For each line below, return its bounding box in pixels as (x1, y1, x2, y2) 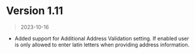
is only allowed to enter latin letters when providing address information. (14, 41, 190, 48)
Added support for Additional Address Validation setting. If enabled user (14, 35, 190, 42)
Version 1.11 (6, 4, 63, 18)
